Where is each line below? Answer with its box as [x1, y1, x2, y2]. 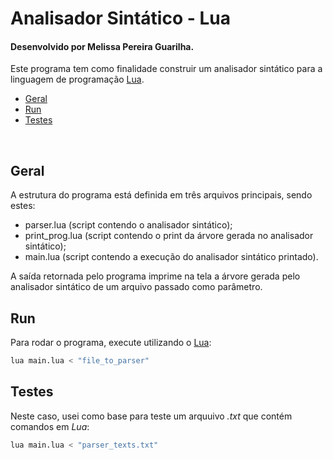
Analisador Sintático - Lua [10, 7, 231, 30]
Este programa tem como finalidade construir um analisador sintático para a [10, 63, 323, 75]
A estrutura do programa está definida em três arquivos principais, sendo [10, 189, 313, 201]
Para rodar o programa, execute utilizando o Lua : [10, 337, 212, 349]
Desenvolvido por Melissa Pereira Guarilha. [10, 40, 195, 52]
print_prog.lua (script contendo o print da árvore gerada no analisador [24, 230, 314, 242]
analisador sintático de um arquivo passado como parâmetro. [10, 281, 263, 293]
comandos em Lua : [10, 420, 90, 432]
